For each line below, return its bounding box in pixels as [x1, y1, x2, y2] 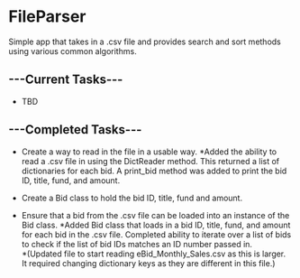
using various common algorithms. [8, 45, 137, 56]
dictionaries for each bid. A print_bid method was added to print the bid [21, 165, 287, 176]
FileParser [8, 6, 86, 27]
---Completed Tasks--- [8, 122, 142, 137]
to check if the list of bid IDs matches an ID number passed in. [21, 238, 253, 249]
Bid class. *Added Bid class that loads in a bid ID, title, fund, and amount [21, 219, 291, 230]
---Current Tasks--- [8, 72, 123, 88]
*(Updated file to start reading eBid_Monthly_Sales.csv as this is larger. [21, 248, 286, 259]
